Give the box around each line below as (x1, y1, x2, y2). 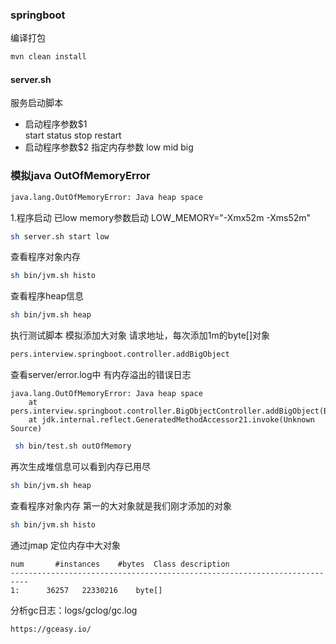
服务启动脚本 (10, 97, 63, 109)
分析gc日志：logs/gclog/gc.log (10, 604, 138, 616)
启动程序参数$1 (24, 118, 88, 130)
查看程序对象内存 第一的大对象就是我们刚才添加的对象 (10, 499, 232, 512)
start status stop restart (24, 129, 122, 142)
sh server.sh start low (10, 231, 110, 242)
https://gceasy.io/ (10, 624, 92, 634)
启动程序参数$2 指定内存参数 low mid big (24, 141, 194, 153)
